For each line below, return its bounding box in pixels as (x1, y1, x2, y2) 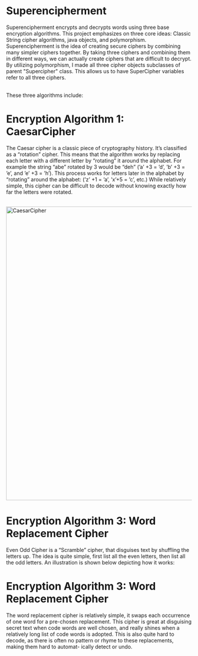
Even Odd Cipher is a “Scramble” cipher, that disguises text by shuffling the (6, 546, 190, 553)
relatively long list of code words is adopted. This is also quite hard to (6, 631, 175, 638)
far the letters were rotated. (6, 188, 72, 196)
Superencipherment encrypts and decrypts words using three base (6, 24, 170, 31)
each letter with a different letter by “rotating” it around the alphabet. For (6, 157, 182, 164)
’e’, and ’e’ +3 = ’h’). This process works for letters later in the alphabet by (6, 170, 184, 177)
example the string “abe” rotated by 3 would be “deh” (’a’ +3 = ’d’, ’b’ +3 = (6, 163, 186, 170)
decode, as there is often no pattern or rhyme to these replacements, (6, 636, 174, 644)
